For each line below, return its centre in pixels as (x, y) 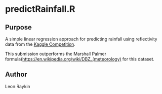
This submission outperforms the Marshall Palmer (56, 54)
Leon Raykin (18, 86)
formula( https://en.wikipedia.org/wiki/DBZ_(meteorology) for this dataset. (80, 59)
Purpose (19, 27)
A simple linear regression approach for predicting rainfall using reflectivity (81, 39)
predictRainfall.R (40, 9)
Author (16, 75)
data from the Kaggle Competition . (40, 44)
